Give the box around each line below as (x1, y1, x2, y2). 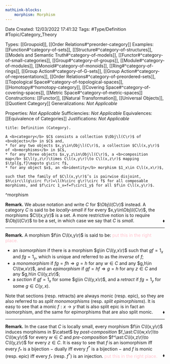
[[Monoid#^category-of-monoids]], (35, 63, 108, 69)
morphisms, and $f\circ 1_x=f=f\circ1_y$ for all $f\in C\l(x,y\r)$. (5, 183, 155, 188)
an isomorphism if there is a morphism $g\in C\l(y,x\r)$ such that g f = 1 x (12, 247, 163, 254)
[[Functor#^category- (118, 52, 163, 58)
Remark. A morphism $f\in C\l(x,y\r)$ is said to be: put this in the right (5, 232, 152, 238)
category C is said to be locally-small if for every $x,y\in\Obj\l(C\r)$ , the (5, 207, 155, 213)
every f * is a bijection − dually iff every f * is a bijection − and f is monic (5, 345, 153, 353)
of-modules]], (5, 63, 34, 69)
